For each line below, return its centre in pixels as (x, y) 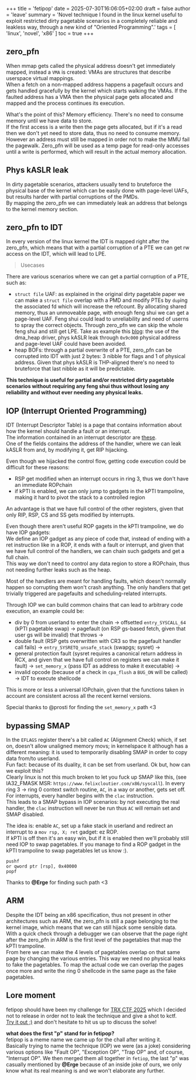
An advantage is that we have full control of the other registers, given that (95, 509)
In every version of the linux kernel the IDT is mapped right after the (88, 242)
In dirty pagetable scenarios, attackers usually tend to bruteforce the (89, 184)
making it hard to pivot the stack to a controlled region (80, 497)
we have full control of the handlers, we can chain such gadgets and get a (95, 551)
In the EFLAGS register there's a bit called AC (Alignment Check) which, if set (96, 740)
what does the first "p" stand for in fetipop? (60, 1033)
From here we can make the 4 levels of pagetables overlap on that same (93, 952)
